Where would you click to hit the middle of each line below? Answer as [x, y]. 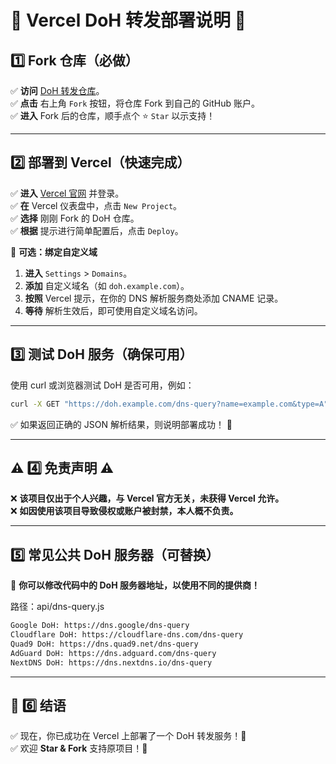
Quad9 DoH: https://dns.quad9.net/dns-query [104, 644]
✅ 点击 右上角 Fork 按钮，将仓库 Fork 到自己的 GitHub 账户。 [135, 103]
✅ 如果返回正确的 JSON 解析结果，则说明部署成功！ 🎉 [121, 424]
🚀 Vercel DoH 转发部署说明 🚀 [128, 20]
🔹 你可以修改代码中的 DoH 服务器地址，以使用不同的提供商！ [135, 585]
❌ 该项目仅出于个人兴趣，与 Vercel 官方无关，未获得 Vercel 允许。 [147, 498]
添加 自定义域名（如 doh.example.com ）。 [107, 285]
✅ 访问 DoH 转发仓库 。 [57, 90]
